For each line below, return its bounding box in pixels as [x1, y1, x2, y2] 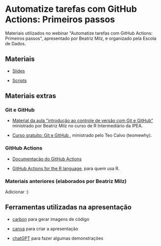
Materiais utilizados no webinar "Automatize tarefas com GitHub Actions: [5, 30, 153, 36]
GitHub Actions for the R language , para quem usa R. [12, 165, 120, 171]
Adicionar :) [5, 189, 29, 195]
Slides [12, 68, 25, 74]
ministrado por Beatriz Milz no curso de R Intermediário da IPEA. [12, 123, 143, 129]
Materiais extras [5, 92, 57, 100]
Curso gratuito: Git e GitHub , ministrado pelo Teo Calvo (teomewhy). [12, 132, 152, 138]
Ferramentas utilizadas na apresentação [5, 203, 132, 212]
